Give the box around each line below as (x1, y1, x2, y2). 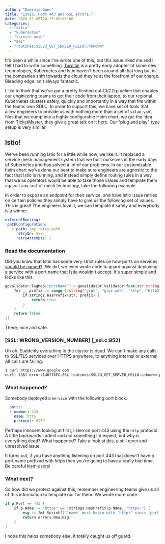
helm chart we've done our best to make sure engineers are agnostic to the (5, 167, 158, 173)
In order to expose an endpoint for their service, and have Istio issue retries (5, 192, 158, 198)
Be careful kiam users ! (5, 463, 51, 469)
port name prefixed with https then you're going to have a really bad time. (5, 458, 154, 463)
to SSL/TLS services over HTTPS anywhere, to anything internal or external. (5, 353, 159, 359)
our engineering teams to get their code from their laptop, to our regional (5, 93, 152, 99)
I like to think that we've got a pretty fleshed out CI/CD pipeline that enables (5, 87, 158, 93)
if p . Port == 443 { (5, 501, 45, 506)
